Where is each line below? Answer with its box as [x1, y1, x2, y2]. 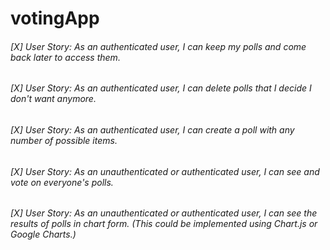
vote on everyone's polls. [10, 176, 114, 188]
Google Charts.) [10, 228, 77, 241]
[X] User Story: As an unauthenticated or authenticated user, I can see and [10, 165, 320, 177]
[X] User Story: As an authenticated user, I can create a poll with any [10, 124, 295, 136]
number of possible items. [10, 135, 118, 146]
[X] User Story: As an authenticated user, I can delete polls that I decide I [10, 82, 312, 94]
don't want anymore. [10, 93, 97, 105]
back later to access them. [10, 51, 121, 63]
